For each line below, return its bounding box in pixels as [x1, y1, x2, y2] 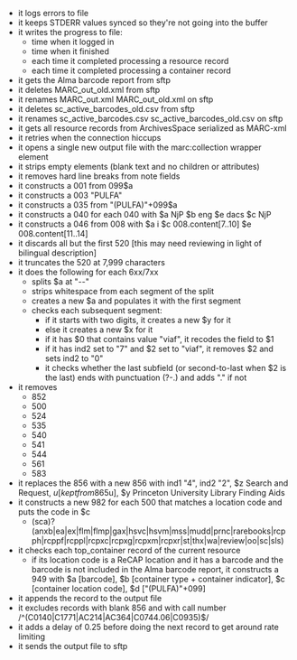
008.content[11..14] [17, 228, 88, 238]
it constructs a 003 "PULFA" [17, 190, 123, 200]
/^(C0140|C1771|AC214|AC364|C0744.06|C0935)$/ [17, 612, 209, 622]
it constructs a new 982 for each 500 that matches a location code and [17, 497, 283, 507]
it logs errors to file [17, 8, 88, 18]
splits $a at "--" [31, 276, 90, 287]
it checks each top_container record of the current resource [17, 545, 241, 555]
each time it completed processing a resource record [31, 56, 229, 66]
